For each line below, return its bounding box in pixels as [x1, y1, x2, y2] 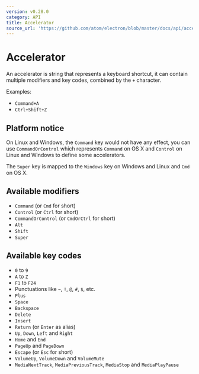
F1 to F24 [14, 279, 37, 286]
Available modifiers [6, 186, 79, 196]
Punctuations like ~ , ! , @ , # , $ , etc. [14, 285, 96, 292]
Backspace [14, 305, 40, 311]
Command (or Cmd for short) [14, 202, 76, 209]
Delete [14, 312, 31, 318]
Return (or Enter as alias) [14, 323, 76, 330]
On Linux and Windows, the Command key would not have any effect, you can [6, 139, 191, 146]
